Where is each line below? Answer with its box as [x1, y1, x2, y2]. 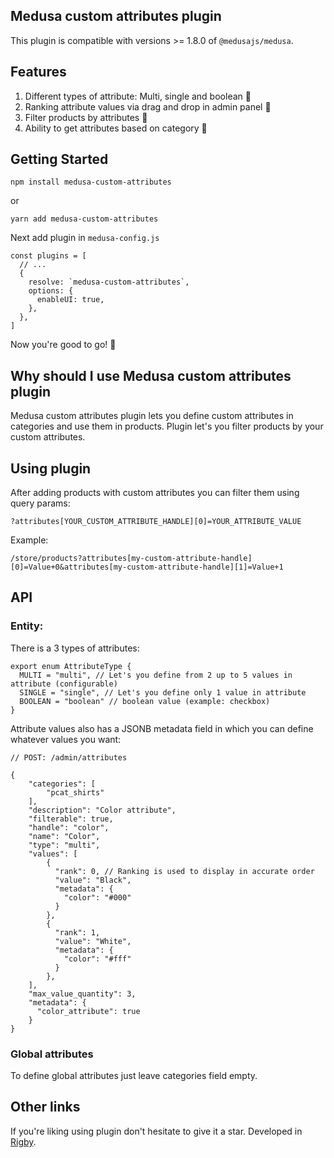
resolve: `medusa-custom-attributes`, [28, 277, 190, 288]
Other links [10, 1099, 81, 1116]
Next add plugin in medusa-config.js [10, 232, 160, 244]
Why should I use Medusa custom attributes [10, 367, 292, 384]
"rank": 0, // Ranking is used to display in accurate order [54, 866, 315, 876]
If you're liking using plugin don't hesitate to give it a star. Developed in [10, 1125, 303, 1137]
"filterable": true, [28, 814, 114, 824]
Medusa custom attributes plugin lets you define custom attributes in [10, 410, 294, 422]
